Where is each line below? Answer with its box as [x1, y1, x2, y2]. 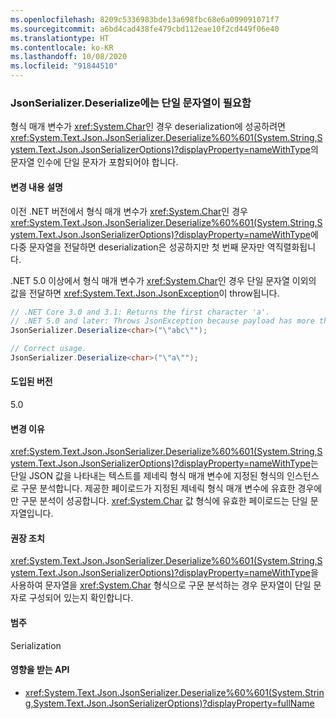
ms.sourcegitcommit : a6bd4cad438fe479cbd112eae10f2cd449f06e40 [10, 24, 280, 34]
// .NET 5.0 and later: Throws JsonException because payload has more [10, 316, 315, 326]
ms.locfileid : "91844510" [10, 61, 118, 71]
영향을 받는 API [10, 664, 70, 676]
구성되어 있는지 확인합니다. [28, 592, 134, 604]
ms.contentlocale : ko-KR [10, 42, 114, 53]
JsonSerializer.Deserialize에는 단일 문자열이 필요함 [10, 96, 252, 110]
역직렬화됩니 [266, 241, 317, 253]
